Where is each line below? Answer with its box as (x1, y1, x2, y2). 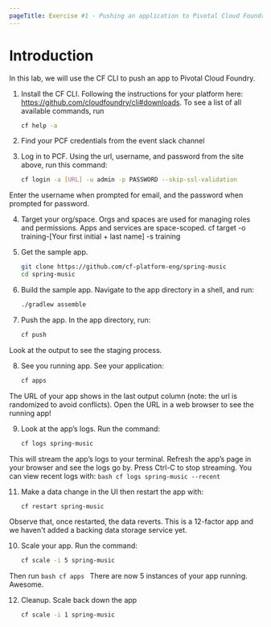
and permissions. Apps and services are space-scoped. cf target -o (20, 223, 246, 233)
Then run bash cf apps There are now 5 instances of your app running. (9, 571, 248, 581)
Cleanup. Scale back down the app (20, 596, 138, 605)
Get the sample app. (20, 247, 88, 257)
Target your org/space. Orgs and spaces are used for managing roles (20, 214, 251, 224)
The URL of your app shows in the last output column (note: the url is (9, 391, 238, 401)
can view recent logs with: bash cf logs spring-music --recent (9, 471, 220, 480)
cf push (20, 330, 47, 338)
